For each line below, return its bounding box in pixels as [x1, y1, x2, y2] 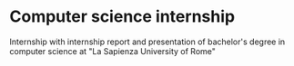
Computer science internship [9, 6, 235, 27]
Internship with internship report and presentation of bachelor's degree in [9, 36, 286, 47]
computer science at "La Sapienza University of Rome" [9, 45, 217, 56]
